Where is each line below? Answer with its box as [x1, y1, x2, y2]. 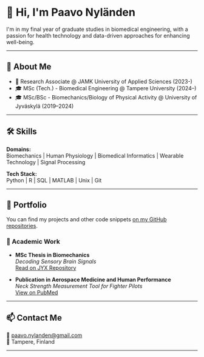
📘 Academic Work [6, 238, 61, 246]
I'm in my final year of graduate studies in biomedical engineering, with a [6, 25, 188, 33]
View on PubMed [15, 289, 58, 296]
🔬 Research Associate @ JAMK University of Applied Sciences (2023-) [15, 78, 192, 85]
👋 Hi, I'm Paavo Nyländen [6, 5, 135, 19]
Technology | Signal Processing [6, 158, 86, 165]
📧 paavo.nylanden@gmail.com [6, 332, 83, 339]
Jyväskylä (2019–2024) [15, 102, 74, 110]
